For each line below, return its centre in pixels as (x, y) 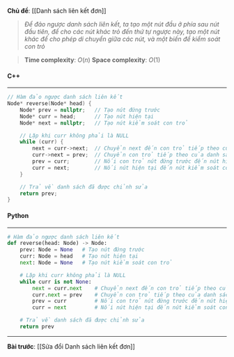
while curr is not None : (56, 282)
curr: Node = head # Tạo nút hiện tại (79, 256)
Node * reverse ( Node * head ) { (49, 104)
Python (18, 215)
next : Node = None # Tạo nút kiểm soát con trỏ (96, 263)
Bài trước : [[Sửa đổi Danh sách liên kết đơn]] (71, 346)
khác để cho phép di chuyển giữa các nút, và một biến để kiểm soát (122, 39)
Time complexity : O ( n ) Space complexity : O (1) (92, 60)
